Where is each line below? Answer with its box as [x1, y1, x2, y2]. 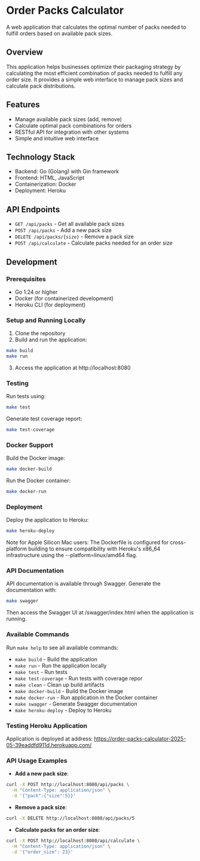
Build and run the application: [14, 336, 88, 344]
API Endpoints [6, 204, 60, 215]
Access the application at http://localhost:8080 [14, 364, 131, 371]
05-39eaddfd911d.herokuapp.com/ [6, 741, 92, 748]
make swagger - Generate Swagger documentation [14, 700, 137, 708]
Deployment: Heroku [14, 187, 66, 194]
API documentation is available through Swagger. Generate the [6, 580, 161, 588]
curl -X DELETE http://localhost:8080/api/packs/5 [6, 815, 135, 821]
